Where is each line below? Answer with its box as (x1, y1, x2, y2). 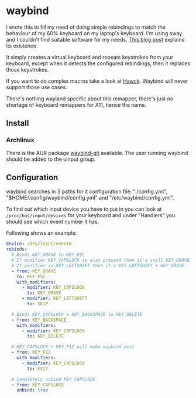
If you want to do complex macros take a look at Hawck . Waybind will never (6, 77, 188, 85)
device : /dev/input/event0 (6, 241, 72, 247)
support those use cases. (6, 83, 67, 90)
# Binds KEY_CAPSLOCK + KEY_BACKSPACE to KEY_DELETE (11, 311, 143, 318)
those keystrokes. (6, 66, 49, 73)
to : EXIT (27, 366, 49, 372)
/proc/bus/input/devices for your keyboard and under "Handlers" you (6, 212, 176, 219)
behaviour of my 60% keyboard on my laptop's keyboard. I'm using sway (6, 29, 183, 36)
